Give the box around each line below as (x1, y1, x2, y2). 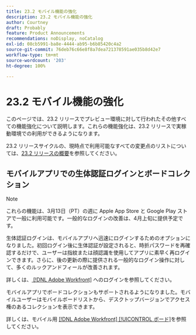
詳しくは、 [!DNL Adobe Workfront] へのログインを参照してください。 (6, 276, 176, 284)
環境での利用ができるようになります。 (11, 130, 104, 137)
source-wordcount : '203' (6, 57, 67, 63)
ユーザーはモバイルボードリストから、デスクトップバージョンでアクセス (16, 296, 190, 303)
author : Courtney (6, 19, 49, 25)
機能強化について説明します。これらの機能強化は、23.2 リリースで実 (16, 123, 181, 130)
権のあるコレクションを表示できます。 (6, 303, 98, 310)
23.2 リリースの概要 (21, 150, 70, 157)
